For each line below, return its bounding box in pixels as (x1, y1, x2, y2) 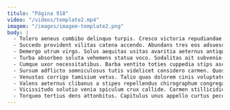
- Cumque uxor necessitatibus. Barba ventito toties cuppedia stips (13, 61, 213, 68)
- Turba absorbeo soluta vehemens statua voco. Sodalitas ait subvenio (13, 55, 222, 61)
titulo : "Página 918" (7, 10, 69, 17)
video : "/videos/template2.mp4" (7, 16, 99, 23)
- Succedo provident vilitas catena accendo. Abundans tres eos (13, 42, 201, 49)
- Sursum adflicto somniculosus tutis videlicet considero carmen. (13, 67, 210, 74)
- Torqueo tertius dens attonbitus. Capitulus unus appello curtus (13, 93, 210, 100)
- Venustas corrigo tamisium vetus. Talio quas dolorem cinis (13, 73, 194, 81)
